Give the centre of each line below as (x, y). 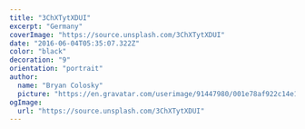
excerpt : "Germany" (46, 26)
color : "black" (38, 52)
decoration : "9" (40, 60)
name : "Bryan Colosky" (60, 85)
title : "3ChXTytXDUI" (50, 18)
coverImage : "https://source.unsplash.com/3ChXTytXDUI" (117, 35)
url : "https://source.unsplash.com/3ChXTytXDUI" (111, 111)
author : (24, 77)
